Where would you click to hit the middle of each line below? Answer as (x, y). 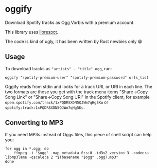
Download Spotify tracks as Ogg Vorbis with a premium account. (70, 22)
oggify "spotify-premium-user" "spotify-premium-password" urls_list (77, 77)
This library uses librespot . (32, 32)
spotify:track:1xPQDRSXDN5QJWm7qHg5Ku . (45, 107)
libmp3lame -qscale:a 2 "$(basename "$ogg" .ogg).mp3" (62, 157)
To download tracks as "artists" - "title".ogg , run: (59, 68)
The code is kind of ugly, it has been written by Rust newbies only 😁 (74, 41)
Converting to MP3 (34, 123)
